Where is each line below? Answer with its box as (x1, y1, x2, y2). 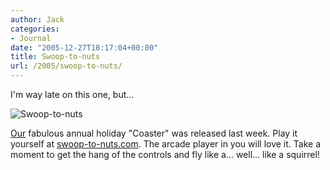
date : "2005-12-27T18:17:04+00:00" (10, 42, 159, 53)
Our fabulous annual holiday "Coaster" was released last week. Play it (10, 127, 298, 139)
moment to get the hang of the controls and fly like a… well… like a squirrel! (10, 149, 320, 160)
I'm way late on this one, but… (10, 89, 135, 100)
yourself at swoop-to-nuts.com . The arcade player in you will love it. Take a (10, 138, 321, 150)
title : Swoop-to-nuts (10, 52, 101, 62)
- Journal (10, 33, 52, 43)
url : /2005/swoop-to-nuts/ (10, 61, 123, 71)
